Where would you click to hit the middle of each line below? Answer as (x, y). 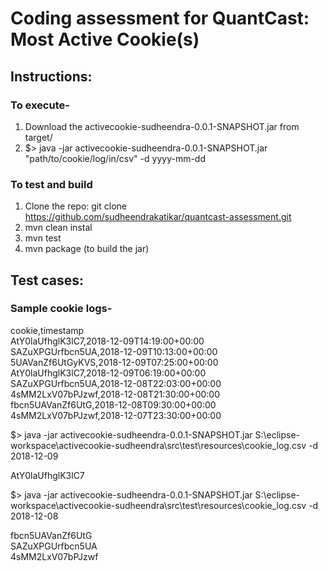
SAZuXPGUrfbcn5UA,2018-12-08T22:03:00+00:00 (116, 383)
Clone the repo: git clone (75, 206)
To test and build (51, 184)
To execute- (40, 105)
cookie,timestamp (47, 330)
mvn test (43, 238)
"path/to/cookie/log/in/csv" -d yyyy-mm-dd (115, 158)
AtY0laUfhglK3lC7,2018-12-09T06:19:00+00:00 (108, 373)
